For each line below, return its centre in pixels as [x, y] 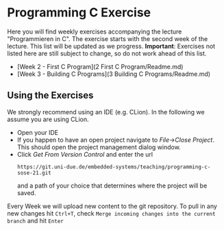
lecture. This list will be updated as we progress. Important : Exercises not [111, 46]
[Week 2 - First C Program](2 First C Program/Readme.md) [100, 66]
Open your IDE [38, 132]
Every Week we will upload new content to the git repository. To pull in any [112, 206]
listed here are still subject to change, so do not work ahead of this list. [107, 53]
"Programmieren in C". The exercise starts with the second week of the [108, 38]
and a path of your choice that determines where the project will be [112, 186]
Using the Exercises [50, 95]
